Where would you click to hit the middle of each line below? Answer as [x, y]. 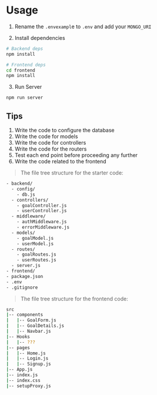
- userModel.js [35, 244]
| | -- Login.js [27, 359]
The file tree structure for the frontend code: [74, 299]
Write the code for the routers [51, 149]
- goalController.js [42, 205]
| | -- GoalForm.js [31, 320]
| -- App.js [19, 370]
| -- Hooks [18, 337]
